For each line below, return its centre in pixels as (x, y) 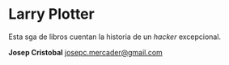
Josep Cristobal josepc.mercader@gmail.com (86, 52)
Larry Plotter (51, 14)
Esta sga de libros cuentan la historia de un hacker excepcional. (114, 37)
